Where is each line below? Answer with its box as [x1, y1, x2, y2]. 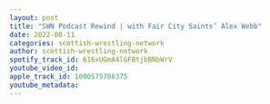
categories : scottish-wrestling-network [9, 38, 165, 48]
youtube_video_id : [9, 64, 79, 73]
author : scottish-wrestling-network [9, 47, 148, 56]
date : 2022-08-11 [9, 30, 75, 39]
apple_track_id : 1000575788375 [9, 72, 128, 81]
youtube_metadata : [9, 80, 79, 90]
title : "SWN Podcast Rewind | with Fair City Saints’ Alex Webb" [9, 22, 262, 31]
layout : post [9, 13, 59, 23]
